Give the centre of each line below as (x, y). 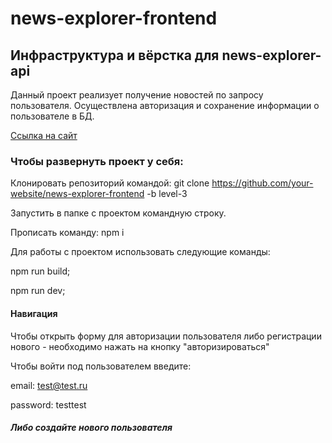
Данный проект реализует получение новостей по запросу (137, 95)
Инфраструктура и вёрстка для (115, 55)
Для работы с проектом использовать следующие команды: (140, 252)
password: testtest (48, 404)
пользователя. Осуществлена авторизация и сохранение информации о (165, 105)
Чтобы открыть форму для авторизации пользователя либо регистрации (166, 336)
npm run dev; (38, 291)
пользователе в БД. (52, 116)
